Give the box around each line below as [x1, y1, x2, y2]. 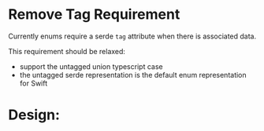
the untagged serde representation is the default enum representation [19, 70, 247, 79]
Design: [8, 106, 61, 124]
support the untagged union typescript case [19, 61, 163, 71]
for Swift [19, 78, 48, 88]
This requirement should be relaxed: [8, 46, 126, 56]
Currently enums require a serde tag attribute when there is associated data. [8, 31, 257, 41]
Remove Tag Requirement [8, 5, 180, 24]
